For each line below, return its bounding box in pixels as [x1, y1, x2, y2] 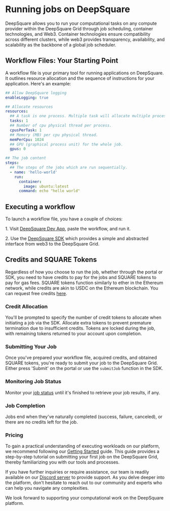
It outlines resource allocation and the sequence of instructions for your [5, 75, 155, 81]
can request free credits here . [5, 290, 67, 296]
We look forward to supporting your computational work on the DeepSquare [5, 495, 164, 501]
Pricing [5, 431, 24, 438]
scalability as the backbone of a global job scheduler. [5, 41, 116, 48]
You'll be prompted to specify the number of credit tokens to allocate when [5, 314, 162, 320]
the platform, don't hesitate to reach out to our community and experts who [5, 480, 162, 486]
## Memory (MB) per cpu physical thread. [10, 132, 99, 137]
